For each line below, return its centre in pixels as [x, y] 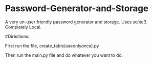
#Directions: [17, 36]
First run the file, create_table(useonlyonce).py [52, 46]
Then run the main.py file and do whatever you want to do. [64, 55]
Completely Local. [23, 27]
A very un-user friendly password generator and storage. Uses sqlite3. [76, 22]
